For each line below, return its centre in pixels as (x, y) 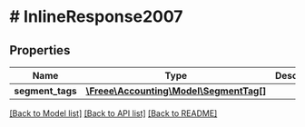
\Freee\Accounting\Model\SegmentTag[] (176, 91)
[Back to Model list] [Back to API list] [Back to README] (113, 113)
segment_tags (45, 91)
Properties (40, 50)
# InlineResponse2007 (96, 17)
